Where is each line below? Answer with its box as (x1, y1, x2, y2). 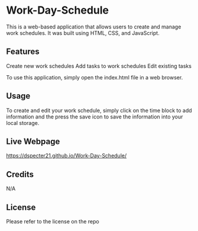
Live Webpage (6, 136, 60, 146)
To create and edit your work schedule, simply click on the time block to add (6, 107, 192, 114)
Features (6, 47, 40, 57)
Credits (6, 169, 34, 179)
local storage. (6, 119, 40, 126)
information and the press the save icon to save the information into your (6, 113, 183, 120)
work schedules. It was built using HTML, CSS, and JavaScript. (6, 29, 160, 36)
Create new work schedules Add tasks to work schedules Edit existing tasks (6, 62, 192, 69)
